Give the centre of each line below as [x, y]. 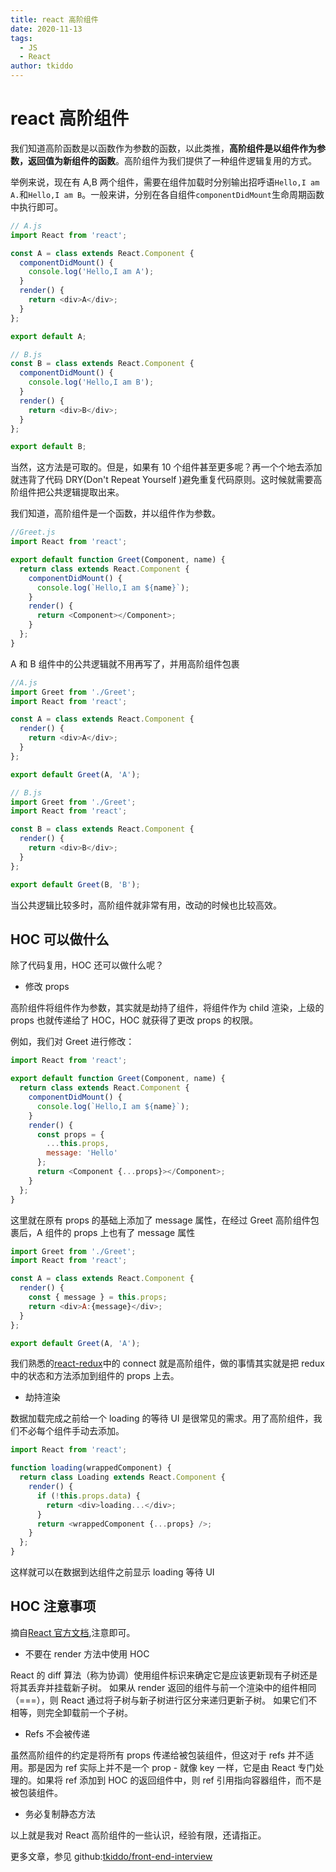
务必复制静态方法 [60, 1813]
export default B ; [48, 447]
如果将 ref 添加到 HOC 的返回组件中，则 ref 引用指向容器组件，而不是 [179, 1780]
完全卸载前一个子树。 [88, 1712]
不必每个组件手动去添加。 [71, 1431]
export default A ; [48, 336]
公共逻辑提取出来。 [84, 492]
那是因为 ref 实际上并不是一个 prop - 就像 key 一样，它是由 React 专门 [171, 1767]
